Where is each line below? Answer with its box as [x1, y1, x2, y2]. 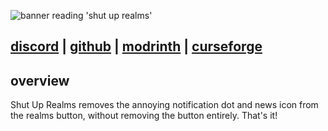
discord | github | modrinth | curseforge [10, 38, 263, 55]
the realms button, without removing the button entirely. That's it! [10, 110, 278, 122]
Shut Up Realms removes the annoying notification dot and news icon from [10, 99, 319, 111]
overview [10, 72, 70, 89]
